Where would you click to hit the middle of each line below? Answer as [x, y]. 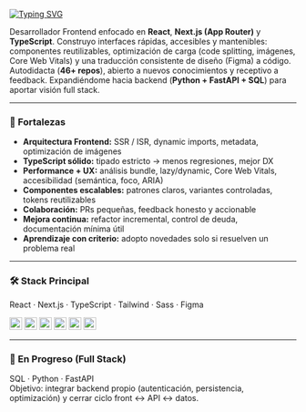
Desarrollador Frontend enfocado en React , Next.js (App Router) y [135, 31]
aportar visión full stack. [55, 90]
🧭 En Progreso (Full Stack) [68, 358]
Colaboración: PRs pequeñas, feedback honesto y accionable [139, 210]
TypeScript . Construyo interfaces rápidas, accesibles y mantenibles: [138, 41]
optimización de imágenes [72, 151]
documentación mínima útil [73, 229]
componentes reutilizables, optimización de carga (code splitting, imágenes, [153, 51]
